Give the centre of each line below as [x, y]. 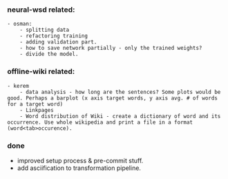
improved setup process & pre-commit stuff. [80, 160]
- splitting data [45, 30]
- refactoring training [54, 36]
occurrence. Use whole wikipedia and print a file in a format [100, 122]
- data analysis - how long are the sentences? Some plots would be [120, 92]
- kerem [18, 86]
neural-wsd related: [41, 10]
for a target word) [35, 104]
